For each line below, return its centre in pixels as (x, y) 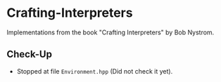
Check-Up (29, 54)
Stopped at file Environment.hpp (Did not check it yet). (95, 71)
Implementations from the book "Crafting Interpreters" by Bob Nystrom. (110, 32)
